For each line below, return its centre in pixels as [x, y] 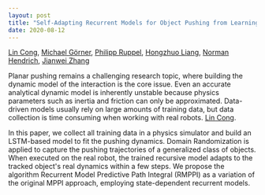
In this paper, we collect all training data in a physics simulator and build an [130, 133]
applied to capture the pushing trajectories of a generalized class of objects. [132, 149]
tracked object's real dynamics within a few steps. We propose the [116, 167]
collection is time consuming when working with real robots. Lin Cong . [122, 118]
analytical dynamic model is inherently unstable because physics [114, 93]
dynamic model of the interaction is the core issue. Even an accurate [119, 84]
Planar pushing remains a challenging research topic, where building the [125, 76]
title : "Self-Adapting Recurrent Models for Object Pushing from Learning [134, 23]
